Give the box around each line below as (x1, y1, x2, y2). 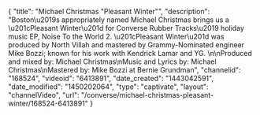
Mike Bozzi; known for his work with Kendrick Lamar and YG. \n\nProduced (8, 49, 252, 57)
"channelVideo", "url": (8, 91, 80, 99)
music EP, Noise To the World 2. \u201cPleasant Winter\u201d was (8, 32, 225, 41)
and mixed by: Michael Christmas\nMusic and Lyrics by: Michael (8, 57, 217, 66)
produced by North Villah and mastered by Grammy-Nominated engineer (8, 40, 245, 50)
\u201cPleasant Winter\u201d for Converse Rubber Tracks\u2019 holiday (8, 24, 244, 32)
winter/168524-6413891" (8, 98, 89, 108)
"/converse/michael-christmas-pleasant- (81, 91, 214, 99)
